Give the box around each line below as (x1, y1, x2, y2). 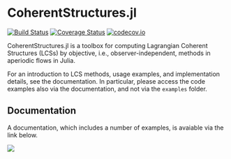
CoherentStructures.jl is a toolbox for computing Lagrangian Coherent (7, 41, 208, 50)
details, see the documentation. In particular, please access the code (7, 77, 206, 85)
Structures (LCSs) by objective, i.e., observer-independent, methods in (7, 49, 211, 57)
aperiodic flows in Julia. (7, 56, 75, 64)
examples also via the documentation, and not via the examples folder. (7, 84, 207, 93)
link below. (7, 130, 38, 139)
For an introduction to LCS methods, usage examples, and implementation (7, 70, 221, 78)
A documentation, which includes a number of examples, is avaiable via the (7, 123, 224, 132)
